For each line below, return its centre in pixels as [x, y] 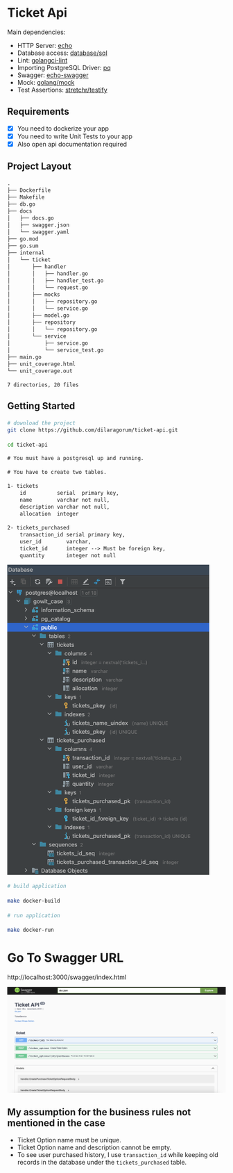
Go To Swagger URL [66, 958]
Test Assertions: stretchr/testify [62, 90]
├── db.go [21, 204]
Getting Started [41, 406]
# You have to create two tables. [57, 473]
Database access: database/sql [62, 53]
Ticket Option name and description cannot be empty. [94, 1147]
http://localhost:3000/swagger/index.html [67, 977]
